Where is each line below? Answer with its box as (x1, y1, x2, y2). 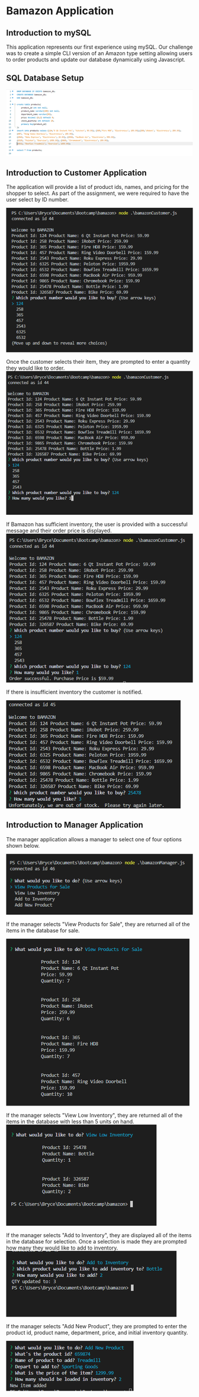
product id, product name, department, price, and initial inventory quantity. (6, 1329, 188, 1337)
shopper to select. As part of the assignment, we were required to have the (6, 190, 190, 197)
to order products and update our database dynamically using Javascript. (6, 56, 185, 63)
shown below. (6, 842, 40, 849)
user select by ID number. (6, 196, 69, 203)
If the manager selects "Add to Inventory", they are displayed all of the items (6, 1232, 192, 1239)
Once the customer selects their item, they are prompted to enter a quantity (6, 358, 191, 366)
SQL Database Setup (6, 73, 84, 84)
